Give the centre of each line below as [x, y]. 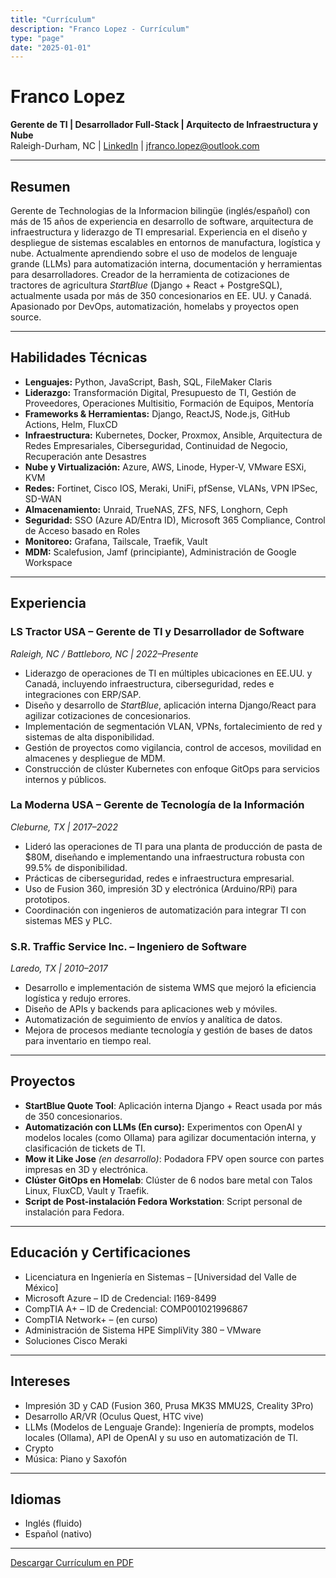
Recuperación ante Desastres [85, 456]
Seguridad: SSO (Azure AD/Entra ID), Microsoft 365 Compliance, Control [175, 520]
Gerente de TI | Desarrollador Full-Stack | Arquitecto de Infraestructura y [164, 125]
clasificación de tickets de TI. [85, 1148]
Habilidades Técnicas [79, 357]
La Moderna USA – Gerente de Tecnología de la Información [157, 805]
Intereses [40, 1381]
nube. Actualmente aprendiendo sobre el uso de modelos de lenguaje [154, 253]
